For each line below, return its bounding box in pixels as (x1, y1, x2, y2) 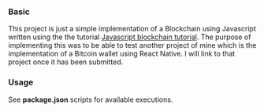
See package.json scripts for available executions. (8, 95, 173, 104)
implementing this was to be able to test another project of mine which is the (8, 41, 257, 50)
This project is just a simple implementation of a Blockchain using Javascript (8, 24, 256, 34)
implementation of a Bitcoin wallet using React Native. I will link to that (8, 49, 236, 59)
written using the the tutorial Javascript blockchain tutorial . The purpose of (8, 32, 251, 42)
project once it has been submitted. (8, 57, 124, 67)
